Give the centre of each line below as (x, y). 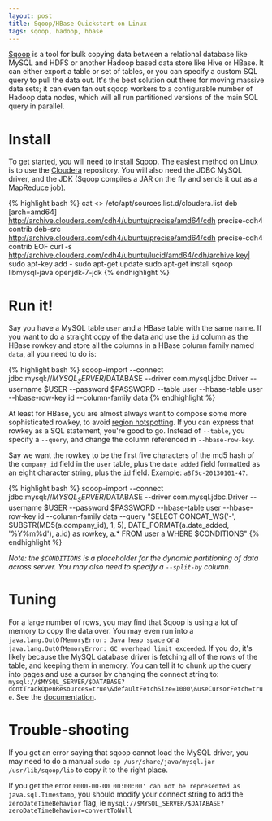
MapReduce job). (37, 187)
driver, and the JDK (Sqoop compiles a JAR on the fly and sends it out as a (133, 179)
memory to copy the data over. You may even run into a (101, 630)
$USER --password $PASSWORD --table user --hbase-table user (153, 389)
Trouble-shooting (69, 729)
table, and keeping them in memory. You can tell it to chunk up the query (130, 665)
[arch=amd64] (33, 212)
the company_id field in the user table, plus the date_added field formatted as (134, 464)
